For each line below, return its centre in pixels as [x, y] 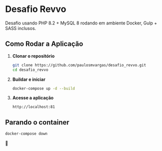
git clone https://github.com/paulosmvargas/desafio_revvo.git [79, 65]
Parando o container [37, 122]
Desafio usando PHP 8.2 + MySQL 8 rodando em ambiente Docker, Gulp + [81, 23]
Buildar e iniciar [29, 79]
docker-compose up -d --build [44, 88]
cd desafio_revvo [30, 70]
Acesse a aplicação [33, 98]
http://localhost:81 [34, 107]
